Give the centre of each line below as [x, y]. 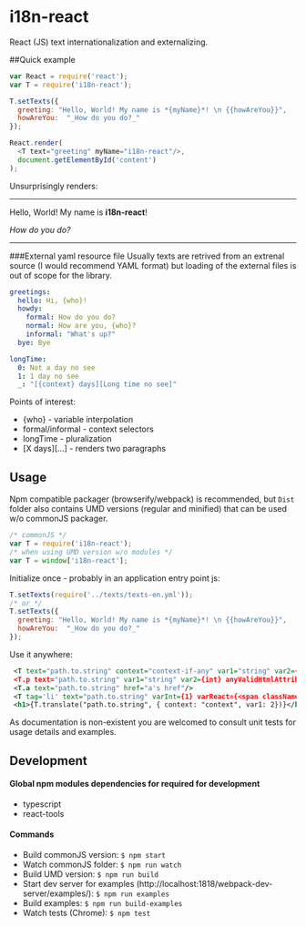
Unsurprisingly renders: [54, 186]
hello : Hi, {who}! [53, 301]
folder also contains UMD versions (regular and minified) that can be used [148, 509]
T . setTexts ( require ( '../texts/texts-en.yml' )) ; [102, 595]
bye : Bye [34, 342]
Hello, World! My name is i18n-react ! [78, 212]
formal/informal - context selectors [88, 429]
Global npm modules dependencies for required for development [135, 784]
